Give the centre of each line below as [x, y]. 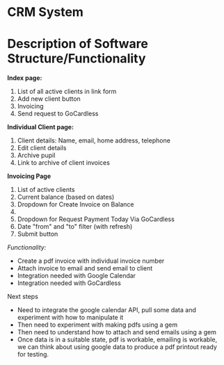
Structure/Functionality [77, 59]
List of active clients [46, 190]
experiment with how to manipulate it [70, 318]
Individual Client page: [41, 127]
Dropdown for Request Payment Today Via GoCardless [96, 219]
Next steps [23, 297]
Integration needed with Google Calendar [77, 276]
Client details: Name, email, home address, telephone [94, 140]
